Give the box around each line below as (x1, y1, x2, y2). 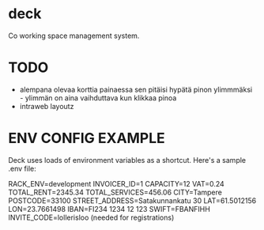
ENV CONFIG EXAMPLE (8, 130, 166, 147)
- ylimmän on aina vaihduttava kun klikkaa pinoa (19, 92, 177, 103)
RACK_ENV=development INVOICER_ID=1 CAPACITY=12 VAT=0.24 (8, 179, 225, 188)
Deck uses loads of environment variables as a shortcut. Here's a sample (8, 155, 247, 164)
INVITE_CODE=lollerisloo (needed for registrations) (8, 213, 175, 222)
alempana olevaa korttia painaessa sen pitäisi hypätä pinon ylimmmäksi (19, 85, 253, 94)
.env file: (8, 164, 37, 173)
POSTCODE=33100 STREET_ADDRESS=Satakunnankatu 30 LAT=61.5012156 (8, 195, 257, 205)
